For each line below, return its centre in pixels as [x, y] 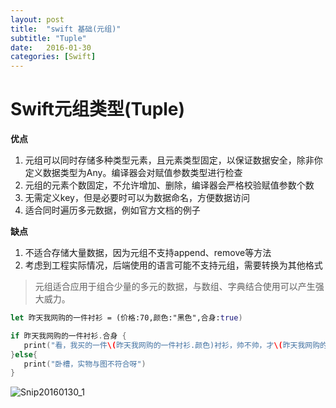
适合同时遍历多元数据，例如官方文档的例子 [112, 210]
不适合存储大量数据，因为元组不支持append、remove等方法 [148, 253]
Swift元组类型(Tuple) [98, 109]
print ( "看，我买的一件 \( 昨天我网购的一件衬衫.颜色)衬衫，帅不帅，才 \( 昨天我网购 [172, 345]
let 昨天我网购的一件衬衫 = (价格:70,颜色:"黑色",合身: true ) [126, 318]
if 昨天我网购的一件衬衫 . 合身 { [68, 336]
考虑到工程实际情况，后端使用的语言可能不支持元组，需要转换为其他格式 [173, 265]
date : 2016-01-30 [51, 47]
